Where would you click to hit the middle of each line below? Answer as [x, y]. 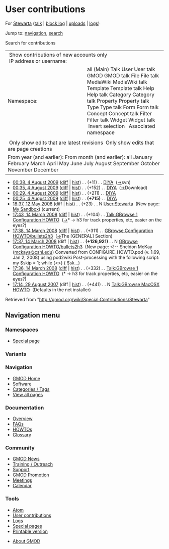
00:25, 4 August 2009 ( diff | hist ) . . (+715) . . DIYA [65, 198]
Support [21, 470]
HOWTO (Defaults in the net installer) [52, 290]
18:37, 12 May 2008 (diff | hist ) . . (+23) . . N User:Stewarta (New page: [86, 204]
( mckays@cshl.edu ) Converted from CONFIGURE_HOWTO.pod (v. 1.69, [86, 252]
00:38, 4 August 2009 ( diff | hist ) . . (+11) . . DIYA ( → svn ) [71, 182]
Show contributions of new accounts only [58, 55]
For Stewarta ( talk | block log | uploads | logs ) [53, 23]
